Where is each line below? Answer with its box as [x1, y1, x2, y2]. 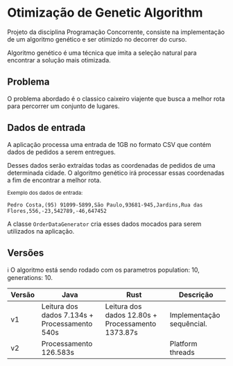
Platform [169, 339, 198, 349]
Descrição [178, 290, 214, 299]
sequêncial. [169, 319, 207, 329]
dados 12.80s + [105, 311, 157, 320]
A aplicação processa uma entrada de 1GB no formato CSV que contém [7, 140, 212, 148]
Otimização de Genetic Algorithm [7, 5, 203, 21]
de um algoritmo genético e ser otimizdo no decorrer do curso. [7, 35, 187, 43]
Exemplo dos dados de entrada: [7, 189, 83, 196]
